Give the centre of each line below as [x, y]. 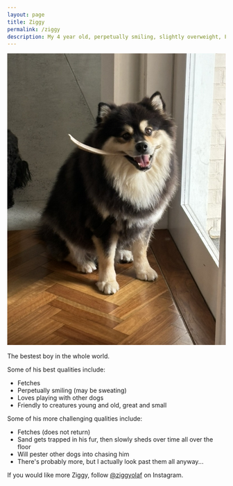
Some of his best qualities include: [56, 370]
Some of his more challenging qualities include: [75, 419]
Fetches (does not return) [54, 432]
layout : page [26, 15]
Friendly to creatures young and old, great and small [92, 405]
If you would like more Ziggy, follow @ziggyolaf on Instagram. [95, 475]
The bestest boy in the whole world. [58, 356]
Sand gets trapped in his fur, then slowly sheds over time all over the [115, 439]
